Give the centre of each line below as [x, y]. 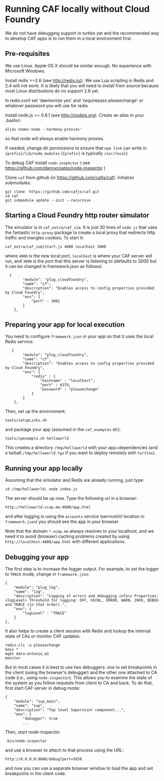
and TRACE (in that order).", [36, 605]
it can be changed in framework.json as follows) [53, 266]
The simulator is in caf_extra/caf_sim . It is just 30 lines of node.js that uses [81, 227]
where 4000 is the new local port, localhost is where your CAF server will [79, 256]
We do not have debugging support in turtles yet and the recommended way [82, 33]
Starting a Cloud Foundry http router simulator [77, 216]
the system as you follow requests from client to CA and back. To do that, [79, 683]
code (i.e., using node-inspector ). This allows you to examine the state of [79, 678]
